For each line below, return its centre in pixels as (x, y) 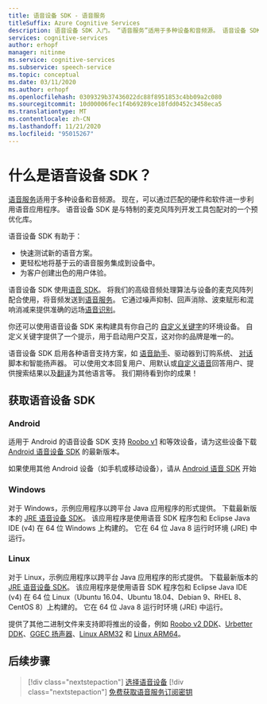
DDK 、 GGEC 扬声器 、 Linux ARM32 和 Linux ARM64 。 (97, 633)
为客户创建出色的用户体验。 (65, 273)
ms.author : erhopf (39, 89)
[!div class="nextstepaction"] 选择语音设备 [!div (106, 682)
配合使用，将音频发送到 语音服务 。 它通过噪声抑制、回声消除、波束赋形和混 (131, 300)
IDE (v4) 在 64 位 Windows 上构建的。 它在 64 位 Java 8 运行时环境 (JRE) (128, 528)
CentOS (21, 607)
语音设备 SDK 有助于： (45, 236)
